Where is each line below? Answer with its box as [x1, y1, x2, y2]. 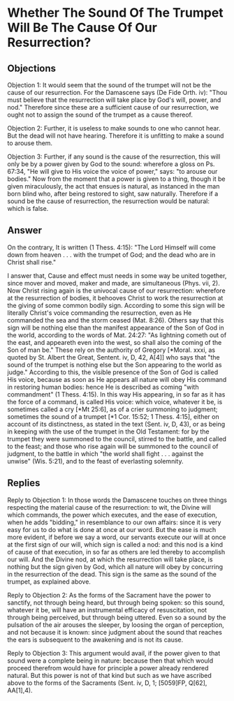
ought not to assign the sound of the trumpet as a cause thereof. [7, 110, 193, 119]
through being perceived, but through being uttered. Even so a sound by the [7, 613, 226, 621]
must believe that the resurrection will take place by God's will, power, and [7, 96, 221, 104]
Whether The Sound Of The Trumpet [7, 5, 224, 21]
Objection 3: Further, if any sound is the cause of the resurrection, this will [7, 152, 221, 161]
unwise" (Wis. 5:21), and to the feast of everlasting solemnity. [7, 457, 184, 465]
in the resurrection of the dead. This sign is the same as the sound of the [7, 570, 217, 578]
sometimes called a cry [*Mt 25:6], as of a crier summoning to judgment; [7, 405, 218, 413]
